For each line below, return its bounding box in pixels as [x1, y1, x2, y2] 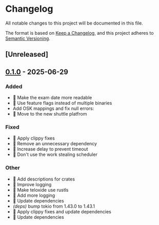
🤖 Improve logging [12, 181, 52, 187]
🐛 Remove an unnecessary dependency [12, 141, 97, 147]
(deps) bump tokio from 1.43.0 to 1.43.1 [12, 203, 95, 209]
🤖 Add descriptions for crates [12, 176, 75, 182]
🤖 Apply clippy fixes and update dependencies [12, 208, 111, 215]
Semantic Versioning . [5, 35, 50, 41]
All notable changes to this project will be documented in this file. [5, 20, 144, 26]
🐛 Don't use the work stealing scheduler [12, 151, 97, 157]
